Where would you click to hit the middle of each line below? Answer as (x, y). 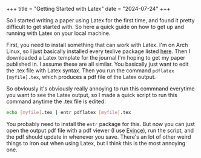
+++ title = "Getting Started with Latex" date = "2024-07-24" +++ (88, 9)
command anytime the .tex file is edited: (56, 101)
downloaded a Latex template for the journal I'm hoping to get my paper (96, 58)
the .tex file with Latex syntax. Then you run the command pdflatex (90, 71)
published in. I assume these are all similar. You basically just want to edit (97, 64)
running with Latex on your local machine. (58, 33)
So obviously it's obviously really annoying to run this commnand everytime (100, 89)
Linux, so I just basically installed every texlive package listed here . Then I (98, 51)
